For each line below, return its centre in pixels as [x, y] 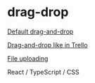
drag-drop [38, 12]
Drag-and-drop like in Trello [47, 45]
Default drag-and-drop [40, 31]
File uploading [28, 58]
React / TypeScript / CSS [43, 72]
